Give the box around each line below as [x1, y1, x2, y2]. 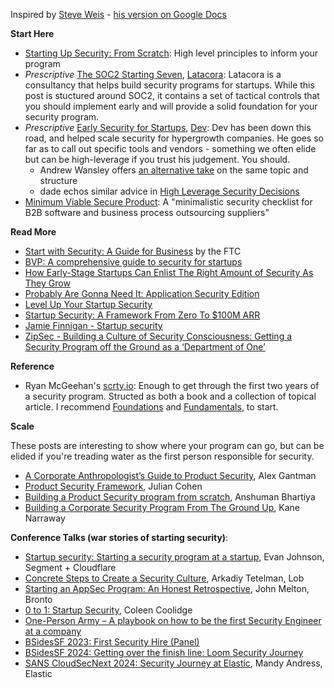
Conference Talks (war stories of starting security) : [10, 532, 229, 543]
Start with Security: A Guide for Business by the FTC [24, 245, 242, 257]
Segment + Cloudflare [24, 562, 117, 573]
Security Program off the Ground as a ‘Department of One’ [24, 341, 266, 353]
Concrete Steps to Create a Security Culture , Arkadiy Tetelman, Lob [24, 572, 305, 584]
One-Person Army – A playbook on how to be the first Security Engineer [24, 615, 322, 626]
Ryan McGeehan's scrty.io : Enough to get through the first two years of [24, 380, 320, 391]
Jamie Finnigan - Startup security [24, 320, 163, 331]
